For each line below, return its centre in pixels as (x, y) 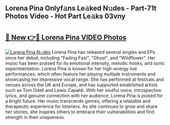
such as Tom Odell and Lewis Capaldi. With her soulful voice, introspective (83, 90)
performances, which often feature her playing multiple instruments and (80, 74)
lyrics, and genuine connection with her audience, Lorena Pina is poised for (84, 96)
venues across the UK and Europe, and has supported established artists (82, 85)
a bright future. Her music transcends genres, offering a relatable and (78, 101)
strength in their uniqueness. (35, 117)
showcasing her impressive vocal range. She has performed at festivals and (84, 79)
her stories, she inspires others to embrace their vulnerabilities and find (80, 112)
